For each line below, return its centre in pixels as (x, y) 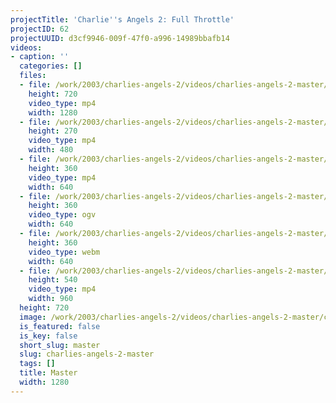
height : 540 (53, 280)
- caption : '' (40, 57)
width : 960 (51, 299)
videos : (26, 47)
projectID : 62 (40, 29)
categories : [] (51, 66)
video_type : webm (64, 252)
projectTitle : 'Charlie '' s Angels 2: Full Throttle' (122, 19)
